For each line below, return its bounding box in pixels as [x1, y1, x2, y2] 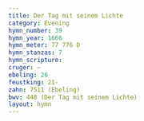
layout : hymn [8, 100, 52, 108]
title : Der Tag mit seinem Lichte [8, 11, 124, 20]
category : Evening [8, 19, 70, 27]
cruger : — [8, 64, 42, 72]
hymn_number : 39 [8, 26, 62, 34]
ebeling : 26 [8, 71, 48, 79]
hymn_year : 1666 [8, 33, 62, 42]
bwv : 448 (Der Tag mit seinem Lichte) [8, 93, 138, 101]
